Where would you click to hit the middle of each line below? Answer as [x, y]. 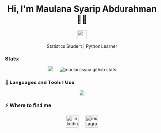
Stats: [12, 58]
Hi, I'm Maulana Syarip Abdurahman [82, 9]
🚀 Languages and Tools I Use [40, 83]
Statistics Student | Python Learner [82, 46]
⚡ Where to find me [28, 105]
